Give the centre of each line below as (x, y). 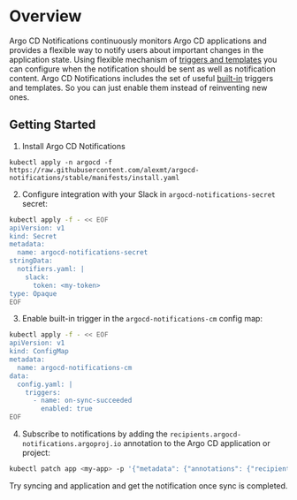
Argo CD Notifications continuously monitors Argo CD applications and (138, 41)
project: (36, 453)
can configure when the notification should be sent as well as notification (142, 69)
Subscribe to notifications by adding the (95, 434)
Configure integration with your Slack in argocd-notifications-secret (148, 194)
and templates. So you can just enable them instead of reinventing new (138, 87)
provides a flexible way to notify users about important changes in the (137, 49)
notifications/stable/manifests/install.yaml (94, 178)
